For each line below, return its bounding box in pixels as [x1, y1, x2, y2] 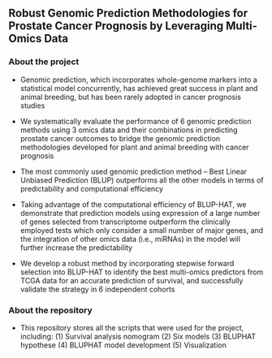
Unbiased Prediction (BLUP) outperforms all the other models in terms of [19, 175, 264, 185]
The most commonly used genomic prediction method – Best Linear [19, 166, 248, 176]
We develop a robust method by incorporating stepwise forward [19, 258, 235, 268]
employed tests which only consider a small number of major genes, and [19, 225, 264, 235]
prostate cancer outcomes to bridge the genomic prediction [19, 133, 221, 143]
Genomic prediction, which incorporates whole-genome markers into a [19, 75, 257, 84]
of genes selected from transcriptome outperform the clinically [19, 217, 231, 226]
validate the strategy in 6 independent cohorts [19, 284, 175, 294]
